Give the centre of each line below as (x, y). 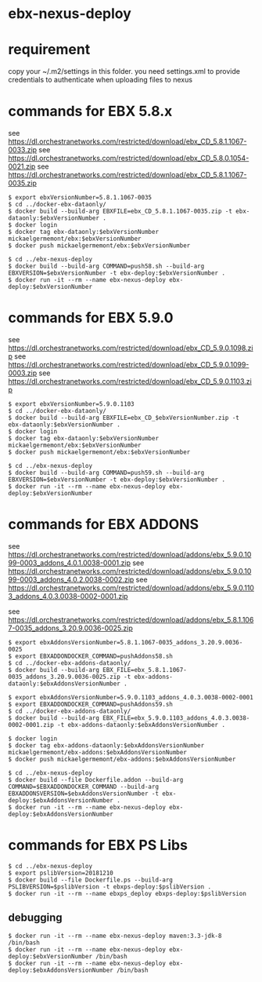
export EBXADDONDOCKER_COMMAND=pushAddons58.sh (94, 656)
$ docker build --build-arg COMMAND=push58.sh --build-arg (106, 266)
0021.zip (22, 166)
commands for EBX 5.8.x (90, 111)
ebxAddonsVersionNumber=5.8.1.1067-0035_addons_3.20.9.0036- (141, 642)
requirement (49, 50)
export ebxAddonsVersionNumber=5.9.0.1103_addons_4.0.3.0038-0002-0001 (135, 697)
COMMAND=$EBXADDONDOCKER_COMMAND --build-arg (83, 787)
